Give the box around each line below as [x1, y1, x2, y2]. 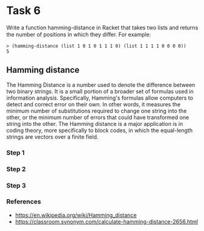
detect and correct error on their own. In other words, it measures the [6, 100, 181, 108]
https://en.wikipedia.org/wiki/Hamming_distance [15, 211, 137, 219]
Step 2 [6, 164, 26, 173]
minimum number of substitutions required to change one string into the [6, 107, 187, 114]
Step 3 [6, 181, 26, 189]
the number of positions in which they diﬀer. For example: [6, 31, 151, 38]
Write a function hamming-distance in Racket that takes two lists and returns [6, 24, 199, 31]
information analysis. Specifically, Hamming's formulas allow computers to [6, 94, 194, 101]
